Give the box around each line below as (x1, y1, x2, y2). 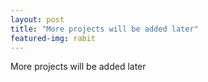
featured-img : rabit (10, 33, 97, 43)
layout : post (10, 14, 65, 25)
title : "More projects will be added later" (10, 24, 199, 34)
